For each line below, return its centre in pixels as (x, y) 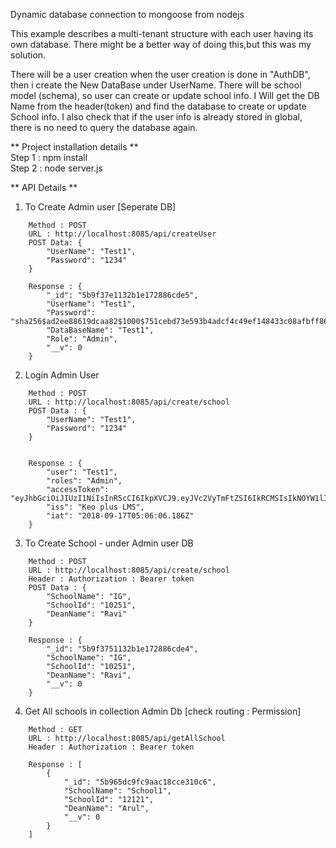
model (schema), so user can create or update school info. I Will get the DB (165, 95)
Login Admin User (62, 375)
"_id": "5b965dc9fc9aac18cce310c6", (140, 782)
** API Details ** (44, 187)
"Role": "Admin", (82, 339)
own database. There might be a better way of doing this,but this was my (161, 44)
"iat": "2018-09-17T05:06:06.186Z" (120, 516)
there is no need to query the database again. (104, 127)
